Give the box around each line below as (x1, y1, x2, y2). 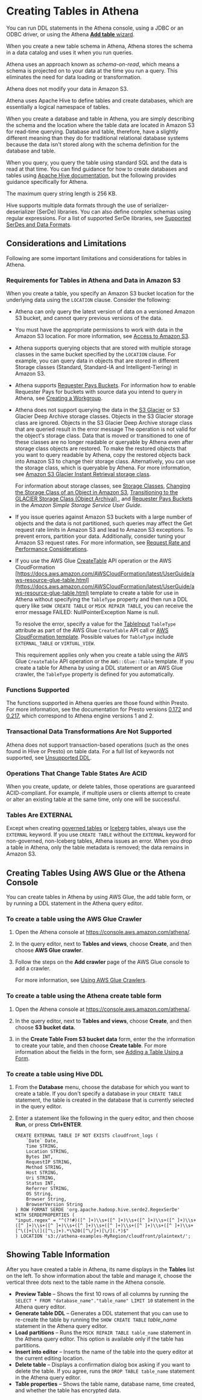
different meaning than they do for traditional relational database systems (6, 134, 189, 142)
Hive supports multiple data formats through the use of (6, 201, 143, 209)
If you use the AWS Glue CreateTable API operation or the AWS (14, 557, 172, 564)
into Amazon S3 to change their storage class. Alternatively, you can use (14, 458, 196, 465)
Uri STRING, (26, 1175, 56, 1181)
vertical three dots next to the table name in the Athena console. (6, 1278, 166, 1286)
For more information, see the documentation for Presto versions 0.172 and (6, 706, 192, 713)
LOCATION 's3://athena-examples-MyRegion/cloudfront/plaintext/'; (21, 1233, 191, 1239)
